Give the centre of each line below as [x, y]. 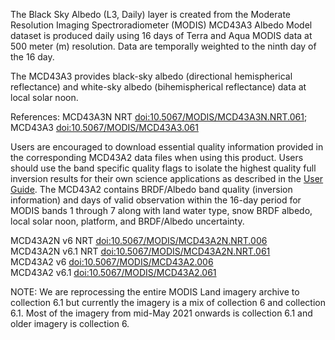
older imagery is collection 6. [70, 323]
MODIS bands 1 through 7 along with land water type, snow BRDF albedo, [161, 210]
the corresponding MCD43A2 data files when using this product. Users [157, 157]
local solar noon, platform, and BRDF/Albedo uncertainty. [127, 221]
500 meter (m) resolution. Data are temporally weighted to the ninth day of [163, 46]
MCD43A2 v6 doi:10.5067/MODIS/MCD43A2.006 [112, 262]
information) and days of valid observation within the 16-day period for [156, 200]
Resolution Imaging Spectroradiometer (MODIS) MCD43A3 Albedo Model [161, 25]
